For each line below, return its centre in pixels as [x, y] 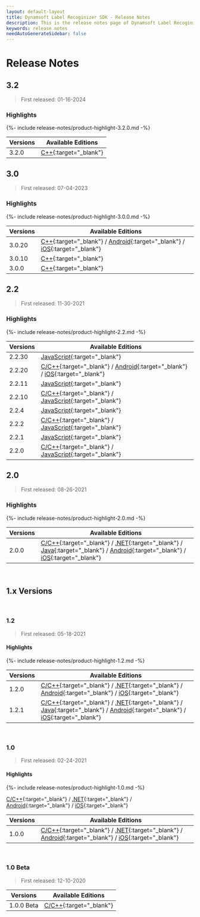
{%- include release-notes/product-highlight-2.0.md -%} [76, 518]
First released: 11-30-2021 [53, 304]
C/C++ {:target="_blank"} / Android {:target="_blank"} [114, 366]
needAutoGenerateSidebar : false [46, 34]
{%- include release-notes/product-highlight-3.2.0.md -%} [78, 128]
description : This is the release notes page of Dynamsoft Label [89, 23]
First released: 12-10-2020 [53, 880]
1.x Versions [29, 591]
